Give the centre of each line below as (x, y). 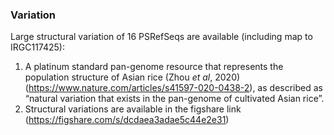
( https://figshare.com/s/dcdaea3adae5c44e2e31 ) (127, 120)
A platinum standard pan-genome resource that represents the (154, 67)
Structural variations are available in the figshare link (133, 109)
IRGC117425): (37, 47)
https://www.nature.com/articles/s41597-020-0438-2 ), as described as (175, 88)
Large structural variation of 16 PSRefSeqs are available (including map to (161, 37)
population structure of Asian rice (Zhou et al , (118, 77)
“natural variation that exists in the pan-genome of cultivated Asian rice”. (174, 99)
